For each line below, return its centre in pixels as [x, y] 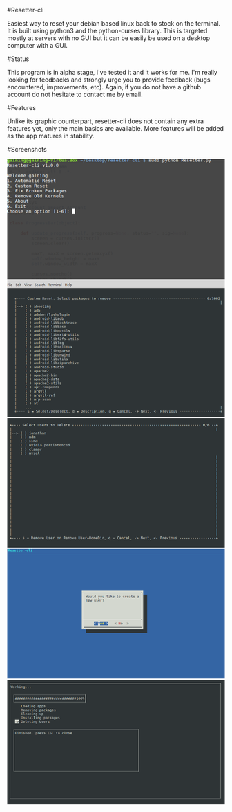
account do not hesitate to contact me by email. [75, 94]
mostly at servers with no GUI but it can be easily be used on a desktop [109, 38]
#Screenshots [27, 149]
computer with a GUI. [37, 45]
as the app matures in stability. [51, 136]
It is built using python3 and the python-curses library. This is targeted [107, 31]
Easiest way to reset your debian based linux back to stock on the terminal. [114, 23]
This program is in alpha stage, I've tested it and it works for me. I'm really [112, 72]
